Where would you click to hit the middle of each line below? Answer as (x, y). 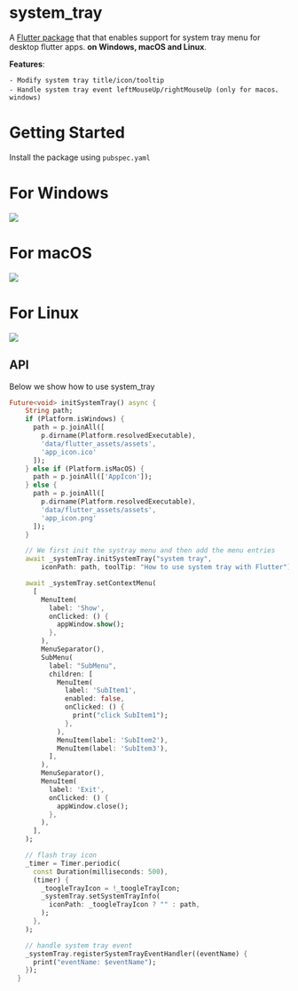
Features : (27, 64)
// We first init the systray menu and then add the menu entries (150, 551)
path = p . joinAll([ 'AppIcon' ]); (92, 477)
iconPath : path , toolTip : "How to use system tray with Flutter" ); (168, 567)
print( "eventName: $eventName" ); (94, 962)
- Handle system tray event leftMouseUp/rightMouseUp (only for (130, 90)
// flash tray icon (61, 855)
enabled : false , (95, 699)
